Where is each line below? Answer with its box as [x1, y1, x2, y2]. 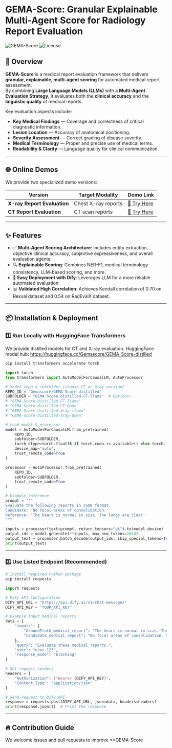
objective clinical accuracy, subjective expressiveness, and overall [12, 250, 153, 257]
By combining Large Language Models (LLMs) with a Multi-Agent [5, 87, 146, 94]
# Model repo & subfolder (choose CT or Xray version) [5, 384, 125, 389]
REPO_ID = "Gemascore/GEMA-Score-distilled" [5, 389, 102, 394]
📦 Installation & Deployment [5, 314, 98, 322]
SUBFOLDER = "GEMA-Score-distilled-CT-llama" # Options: [5, 394, 132, 399]
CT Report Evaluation [8, 208, 61, 215]
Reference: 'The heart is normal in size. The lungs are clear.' [5, 513, 147, 518]
